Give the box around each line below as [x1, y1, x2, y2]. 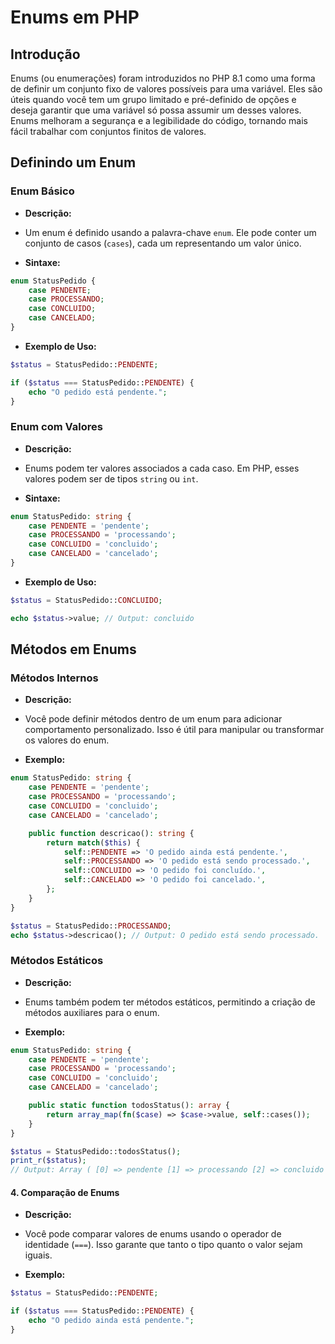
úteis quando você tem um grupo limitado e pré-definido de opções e [10, 94, 297, 105]
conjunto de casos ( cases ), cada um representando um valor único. [24, 237, 302, 249]
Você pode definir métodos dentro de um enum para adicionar [24, 713, 283, 725]
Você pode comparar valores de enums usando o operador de [24, 1228, 282, 1240]
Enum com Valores [10, 420, 103, 434]
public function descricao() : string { [28, 828, 195, 838]
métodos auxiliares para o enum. [24, 1006, 160, 1018]
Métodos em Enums [10, 641, 137, 658]
